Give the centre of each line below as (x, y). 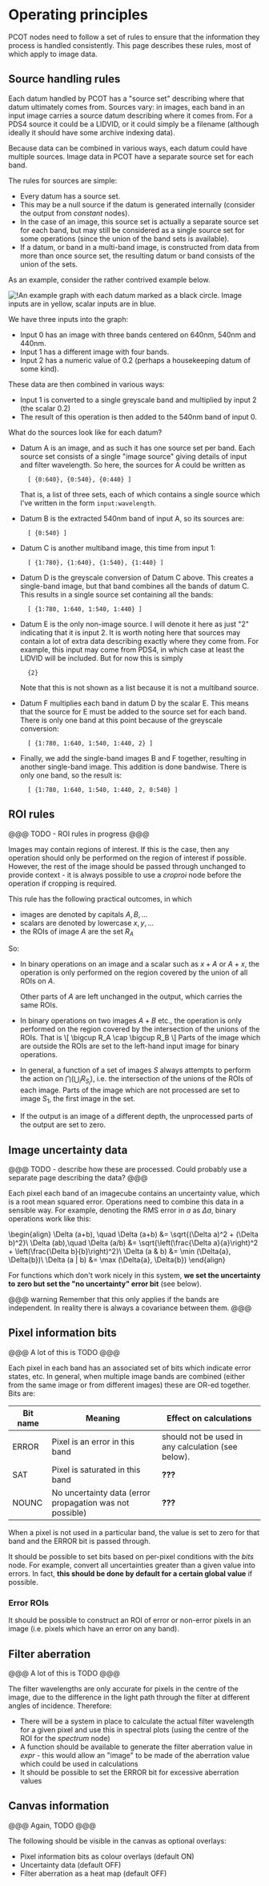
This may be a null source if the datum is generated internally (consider (137, 204)
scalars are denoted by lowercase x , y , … (87, 923)
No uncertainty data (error (101, 1493)
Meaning (102, 1418)
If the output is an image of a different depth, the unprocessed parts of (137, 1116)
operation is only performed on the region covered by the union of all (134, 973)
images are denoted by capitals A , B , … (84, 914)
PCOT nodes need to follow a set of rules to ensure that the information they (134, 37)
